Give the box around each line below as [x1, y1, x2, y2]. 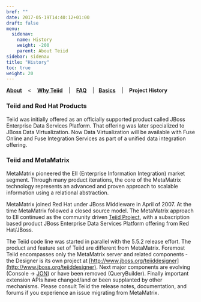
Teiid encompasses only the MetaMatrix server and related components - [6, 250, 188, 257]
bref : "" [6, 8, 28, 15]
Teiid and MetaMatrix [6, 156, 70, 164]
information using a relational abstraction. [6, 189, 109, 196]
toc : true [6, 64, 31, 71]
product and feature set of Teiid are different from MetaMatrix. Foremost [6, 244, 185, 251]
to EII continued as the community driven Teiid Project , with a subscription [6, 213, 190, 220]
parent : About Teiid [17, 48, 68, 54]
